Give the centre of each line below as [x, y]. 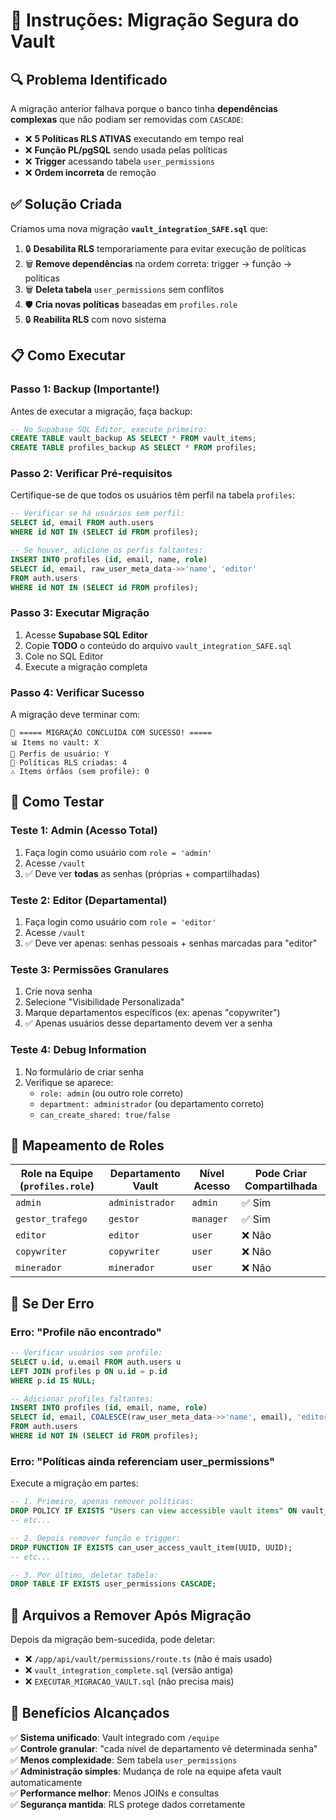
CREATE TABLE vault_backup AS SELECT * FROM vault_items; [133, 439]
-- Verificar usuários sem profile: [86, 1353]
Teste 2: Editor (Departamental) [89, 900]
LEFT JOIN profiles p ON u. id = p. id [89, 1371]
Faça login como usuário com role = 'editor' [120, 922]
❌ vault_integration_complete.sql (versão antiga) [129, 1670]
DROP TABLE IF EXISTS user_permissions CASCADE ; [113, 1584]
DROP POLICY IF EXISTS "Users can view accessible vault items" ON [154, 1511]
